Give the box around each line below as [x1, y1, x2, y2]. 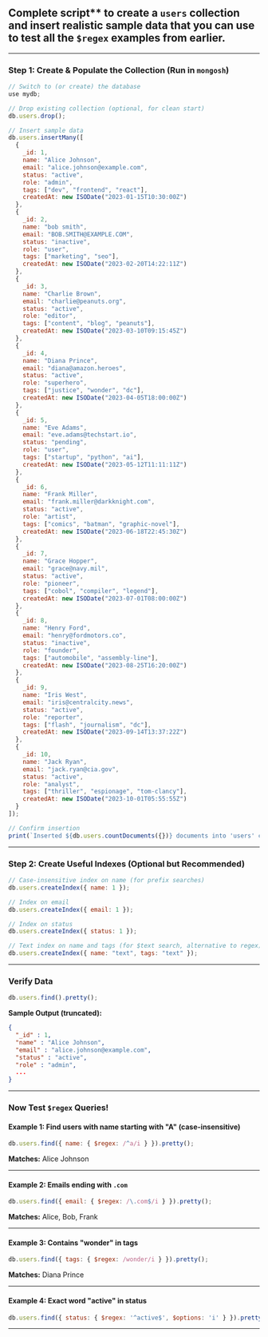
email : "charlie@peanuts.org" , [22, 297, 127, 305]
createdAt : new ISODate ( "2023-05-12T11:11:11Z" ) [22, 460, 187, 468]
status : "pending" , [22, 439, 88, 447]
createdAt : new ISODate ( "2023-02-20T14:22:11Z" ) [22, 260, 187, 269]
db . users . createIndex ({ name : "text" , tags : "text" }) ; [8, 949, 198, 957]
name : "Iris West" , [22, 691, 88, 699]
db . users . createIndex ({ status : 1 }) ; [8, 927, 137, 936]
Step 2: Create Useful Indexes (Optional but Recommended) [8, 858, 246, 869]
